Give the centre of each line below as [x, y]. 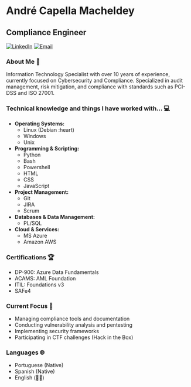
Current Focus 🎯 [30, 306]
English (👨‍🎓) [30, 378]
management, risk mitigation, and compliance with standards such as [90, 87]
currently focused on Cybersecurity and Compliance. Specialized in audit [95, 81]
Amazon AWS [40, 242]
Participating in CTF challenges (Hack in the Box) [74, 337]
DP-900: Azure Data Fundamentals [57, 272]
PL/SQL [33, 223]
